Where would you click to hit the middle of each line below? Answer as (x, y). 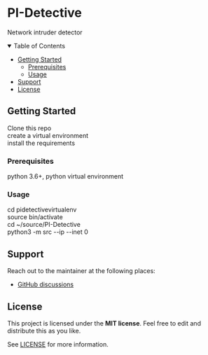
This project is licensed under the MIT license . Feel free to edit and (104, 323)
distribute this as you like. (44, 330)
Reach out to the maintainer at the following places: (81, 271)
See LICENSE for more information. (58, 344)
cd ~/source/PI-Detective (44, 225)
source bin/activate (35, 217)
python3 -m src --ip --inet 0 (48, 232)
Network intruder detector (45, 32)
